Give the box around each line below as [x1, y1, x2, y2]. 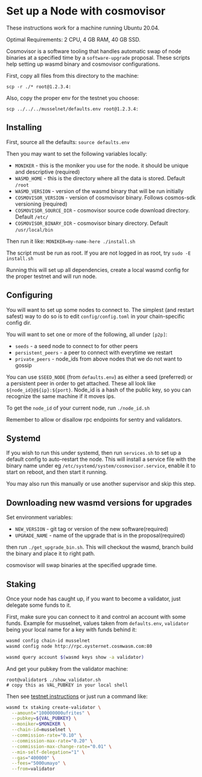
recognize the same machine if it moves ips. [6, 392, 116, 399]
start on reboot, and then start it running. [6, 469, 107, 476]
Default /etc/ [14, 213, 49, 220]
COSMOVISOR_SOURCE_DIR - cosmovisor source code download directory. [14, 206, 190, 214]
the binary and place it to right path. [6, 550, 95, 557]
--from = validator [11, 766, 55, 772]
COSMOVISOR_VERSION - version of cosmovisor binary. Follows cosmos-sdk [14, 194, 196, 201]
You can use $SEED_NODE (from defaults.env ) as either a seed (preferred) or [6, 373, 193, 381]
